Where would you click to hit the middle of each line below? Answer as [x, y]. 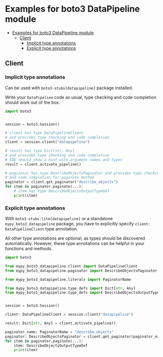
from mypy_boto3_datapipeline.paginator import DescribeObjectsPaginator [81, 271]
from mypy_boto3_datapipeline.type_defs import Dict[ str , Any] [70, 288]
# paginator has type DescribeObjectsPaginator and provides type [73, 173]
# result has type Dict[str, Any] [40, 151]
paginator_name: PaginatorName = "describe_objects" [59, 332]
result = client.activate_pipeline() [43, 164]
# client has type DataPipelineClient [44, 133]
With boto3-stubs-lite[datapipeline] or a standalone [59, 219]
